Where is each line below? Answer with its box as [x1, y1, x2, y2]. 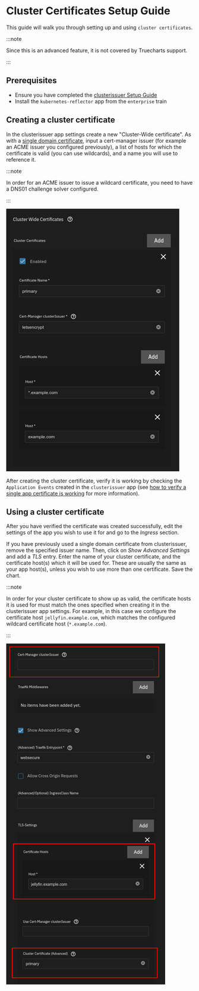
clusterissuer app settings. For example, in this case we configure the [6, 608, 176, 615]
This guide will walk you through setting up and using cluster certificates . [6, 24, 193, 31]
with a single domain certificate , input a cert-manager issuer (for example [6, 137, 187, 144]
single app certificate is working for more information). [6, 490, 140, 497]
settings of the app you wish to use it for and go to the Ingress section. [6, 529, 179, 536]
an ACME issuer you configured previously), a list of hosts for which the [6, 143, 182, 150]
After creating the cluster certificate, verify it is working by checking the [6, 477, 182, 484]
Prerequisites [6, 75, 57, 86]
